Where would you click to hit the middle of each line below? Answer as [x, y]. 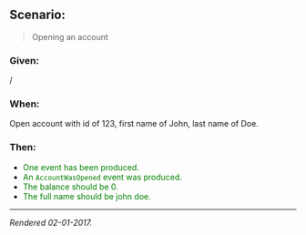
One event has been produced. [81, 167]
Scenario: [38, 15]
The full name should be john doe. [87, 196]
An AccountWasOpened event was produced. [102, 177]
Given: [24, 60]
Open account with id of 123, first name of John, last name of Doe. [134, 124]
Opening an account [70, 36]
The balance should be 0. [70, 187]
